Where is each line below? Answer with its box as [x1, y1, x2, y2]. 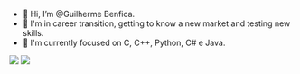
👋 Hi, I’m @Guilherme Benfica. [22, 9, 136, 19]
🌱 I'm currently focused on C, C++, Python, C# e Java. [22, 37, 226, 48]
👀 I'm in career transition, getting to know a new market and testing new [22, 18, 291, 29]
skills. [22, 28, 44, 38]
